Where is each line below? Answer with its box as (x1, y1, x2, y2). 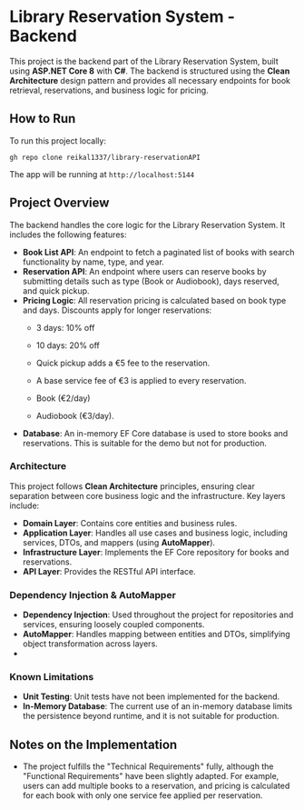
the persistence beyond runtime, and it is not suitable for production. (22, 711, 279, 722)
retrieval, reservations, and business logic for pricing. (9, 85, 209, 95)
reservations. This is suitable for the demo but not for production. (22, 437, 268, 448)
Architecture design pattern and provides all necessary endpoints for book (9, 75, 291, 85)
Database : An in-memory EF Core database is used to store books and (22, 427, 289, 438)
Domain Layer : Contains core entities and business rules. (22, 517, 238, 528)
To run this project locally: (9, 135, 107, 146)
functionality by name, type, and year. (22, 256, 165, 267)
